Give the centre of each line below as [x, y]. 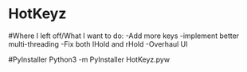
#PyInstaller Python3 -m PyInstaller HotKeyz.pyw [89, 59]
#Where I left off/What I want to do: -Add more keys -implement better [124, 36]
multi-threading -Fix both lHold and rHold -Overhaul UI [98, 44]
